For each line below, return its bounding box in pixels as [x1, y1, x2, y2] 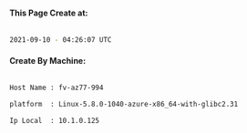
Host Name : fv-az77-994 [9, 83, 104, 93]
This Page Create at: [9, 7, 88, 18]
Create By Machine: [9, 55, 87, 66]
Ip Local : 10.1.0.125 [9, 117, 100, 126]
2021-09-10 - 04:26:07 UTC [9, 36, 112, 45]
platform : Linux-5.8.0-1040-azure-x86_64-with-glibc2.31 [9, 100, 239, 109]
